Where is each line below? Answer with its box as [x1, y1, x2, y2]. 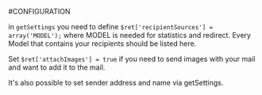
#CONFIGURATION [8, 7, 71, 16]
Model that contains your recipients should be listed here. [8, 39, 197, 48]
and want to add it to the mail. [8, 63, 106, 72]
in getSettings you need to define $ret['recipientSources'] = [8, 22, 214, 31]
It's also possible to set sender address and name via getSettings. [8, 78, 224, 87]
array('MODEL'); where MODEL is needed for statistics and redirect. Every [8, 31, 252, 40]
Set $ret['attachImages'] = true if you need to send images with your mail [8, 55, 256, 63]
